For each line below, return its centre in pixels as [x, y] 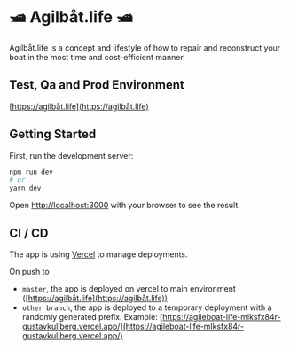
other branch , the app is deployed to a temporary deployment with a [147, 307]
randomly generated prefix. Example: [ [92, 317]
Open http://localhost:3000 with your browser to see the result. [125, 206]
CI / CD [29, 233]
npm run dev [31, 172]
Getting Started [53, 134]
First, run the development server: [71, 155]
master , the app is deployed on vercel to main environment [129, 288]
